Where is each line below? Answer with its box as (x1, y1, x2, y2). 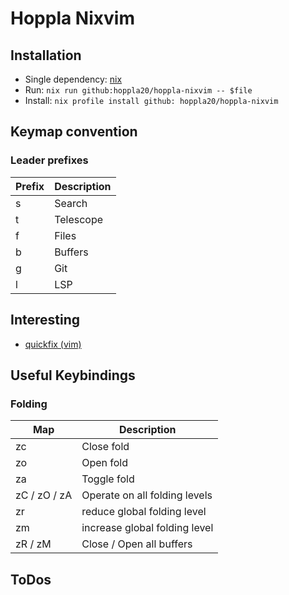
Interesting (10, 312, 80, 329)
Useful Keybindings (10, 367, 136, 384)
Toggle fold (81, 472, 135, 486)
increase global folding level (81, 521, 214, 535)
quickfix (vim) (24, 338, 82, 350)
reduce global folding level (81, 505, 207, 519)
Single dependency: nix (24, 73, 123, 85)
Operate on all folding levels (81, 488, 213, 502)
